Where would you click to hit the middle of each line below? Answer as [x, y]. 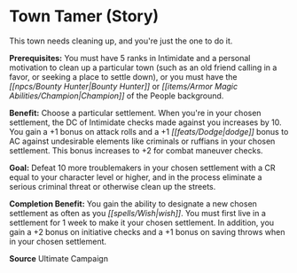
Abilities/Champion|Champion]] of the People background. [117, 96]
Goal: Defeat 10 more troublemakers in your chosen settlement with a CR [143, 168]
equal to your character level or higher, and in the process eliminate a [136, 177]
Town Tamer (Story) [84, 16]
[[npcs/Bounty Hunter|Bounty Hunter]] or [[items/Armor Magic [124, 86]
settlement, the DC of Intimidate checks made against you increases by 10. [145, 122]
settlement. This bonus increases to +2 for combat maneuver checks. [136, 150]
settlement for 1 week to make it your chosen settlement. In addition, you [142, 222]
